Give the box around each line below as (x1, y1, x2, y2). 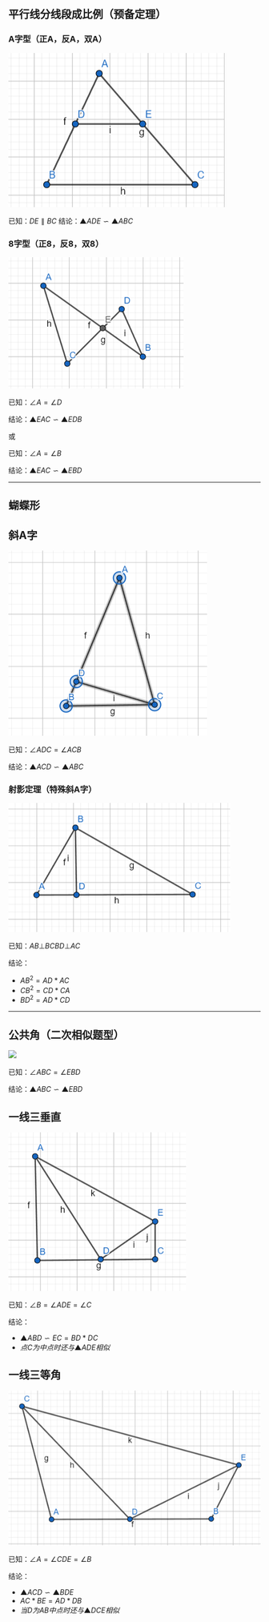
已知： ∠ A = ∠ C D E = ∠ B (8, 1554, 92, 1564)
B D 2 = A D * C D (19, 994, 70, 1005)
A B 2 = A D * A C (19, 974, 70, 985)
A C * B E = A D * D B (19, 1596, 82, 1605)
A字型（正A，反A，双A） (8, 34, 107, 45)
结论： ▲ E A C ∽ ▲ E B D (8, 465, 82, 475)
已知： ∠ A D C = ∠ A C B (8, 745, 82, 755)
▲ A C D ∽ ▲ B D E (19, 1587, 74, 1596)
